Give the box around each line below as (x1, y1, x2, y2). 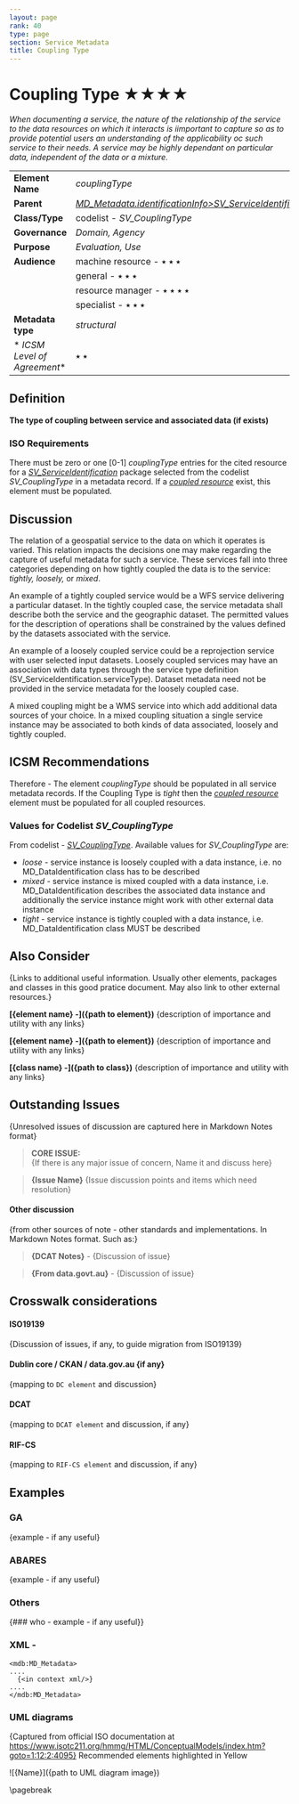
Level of (13, 350, 47, 362)
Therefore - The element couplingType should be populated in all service (9, 778, 278, 789)
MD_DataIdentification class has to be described (21, 866, 200, 877)
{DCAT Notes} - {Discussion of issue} (30, 1250, 171, 1261)
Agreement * (13, 362, 67, 374)
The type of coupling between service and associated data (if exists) (9, 415, 270, 426)
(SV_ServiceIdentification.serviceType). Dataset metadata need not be (9, 673, 267, 684)
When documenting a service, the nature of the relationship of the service (9, 114, 281, 125)
